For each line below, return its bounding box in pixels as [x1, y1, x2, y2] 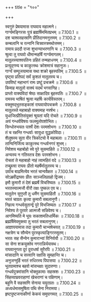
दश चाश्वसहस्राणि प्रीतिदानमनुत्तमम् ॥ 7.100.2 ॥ [5, 35, 80, 41]
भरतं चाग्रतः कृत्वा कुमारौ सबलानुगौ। [5, 197, 61, 202]
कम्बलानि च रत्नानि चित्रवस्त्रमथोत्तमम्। [5, 41, 65, 46]
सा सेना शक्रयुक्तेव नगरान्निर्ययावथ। [5, 241, 59, 247]
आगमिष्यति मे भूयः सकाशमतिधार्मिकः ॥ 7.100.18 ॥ [5, 213, 84, 219]
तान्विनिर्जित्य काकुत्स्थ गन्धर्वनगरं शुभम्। [5, 141, 67, 147]
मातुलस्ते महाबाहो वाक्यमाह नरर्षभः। [5, 107, 59, 113]
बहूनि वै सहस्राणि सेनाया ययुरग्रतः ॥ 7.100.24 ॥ [5, 280, 80, 286]
